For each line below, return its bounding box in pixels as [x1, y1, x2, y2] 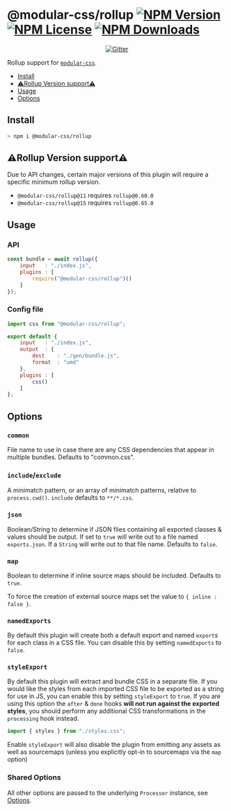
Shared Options [7, 773, 61, 782]
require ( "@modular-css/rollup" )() [32, 275, 132, 282]
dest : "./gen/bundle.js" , [32, 353, 120, 360]
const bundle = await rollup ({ [7, 256, 98, 263]
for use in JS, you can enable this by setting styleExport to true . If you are [7, 692, 221, 700]
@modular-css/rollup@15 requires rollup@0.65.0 [17, 199, 154, 207]
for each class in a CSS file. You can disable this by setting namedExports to [7, 638, 222, 647]
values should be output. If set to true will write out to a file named [7, 532, 198, 541]
